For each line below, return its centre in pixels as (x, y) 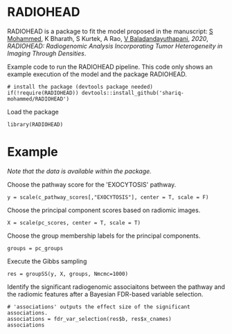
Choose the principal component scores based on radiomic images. (104, 210)
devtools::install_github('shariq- (133, 93)
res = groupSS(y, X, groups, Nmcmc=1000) (68, 274)
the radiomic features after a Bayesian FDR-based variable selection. (105, 294)
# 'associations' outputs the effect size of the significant (99, 307)
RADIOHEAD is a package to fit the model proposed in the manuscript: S (110, 31)
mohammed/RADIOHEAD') (38, 99)
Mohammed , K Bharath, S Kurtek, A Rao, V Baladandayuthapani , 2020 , (108, 38)
